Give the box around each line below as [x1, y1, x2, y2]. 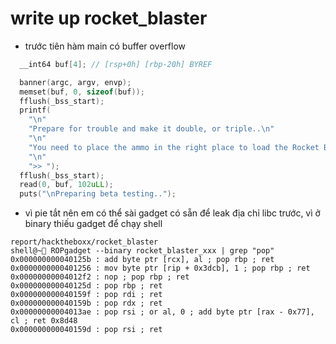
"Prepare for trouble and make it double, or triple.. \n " [28, 124, 275, 134]
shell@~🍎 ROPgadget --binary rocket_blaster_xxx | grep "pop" [10, 246, 275, 256]
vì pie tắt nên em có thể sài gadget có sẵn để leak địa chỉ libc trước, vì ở [24, 207, 321, 219]
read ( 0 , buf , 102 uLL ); [19, 180, 114, 190]
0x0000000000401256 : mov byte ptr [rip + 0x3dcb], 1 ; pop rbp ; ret [10, 263, 311, 274]
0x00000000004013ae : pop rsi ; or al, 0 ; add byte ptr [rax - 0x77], [10, 307, 315, 317]
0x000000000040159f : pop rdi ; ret [10, 290, 163, 300]
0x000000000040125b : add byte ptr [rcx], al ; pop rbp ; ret [10, 255, 275, 265]
